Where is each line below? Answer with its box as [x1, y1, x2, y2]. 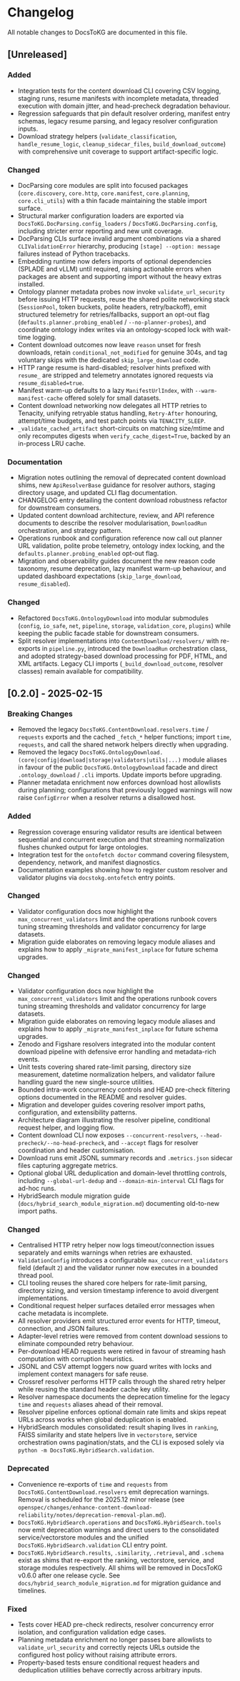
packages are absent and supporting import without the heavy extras [17, 272, 222, 281]
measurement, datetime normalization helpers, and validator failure [17, 1070, 216, 1079]
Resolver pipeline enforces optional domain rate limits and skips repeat [17, 1408, 226, 1417]
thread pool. [17, 1271, 54, 1280]
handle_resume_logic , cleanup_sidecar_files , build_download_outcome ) [17, 139, 226, 148]
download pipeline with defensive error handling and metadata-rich [17, 1047, 216, 1056]
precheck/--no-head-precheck [17, 1140, 105, 1147]
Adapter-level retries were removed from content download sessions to [17, 1332, 229, 1340]
